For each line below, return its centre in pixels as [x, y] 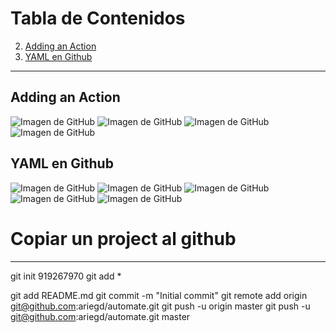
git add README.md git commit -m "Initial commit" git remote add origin [159, 295]
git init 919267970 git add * [66, 276]
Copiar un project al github [123, 238]
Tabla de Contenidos [98, 18]
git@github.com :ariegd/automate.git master [100, 316]
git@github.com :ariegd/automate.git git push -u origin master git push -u [160, 306]
